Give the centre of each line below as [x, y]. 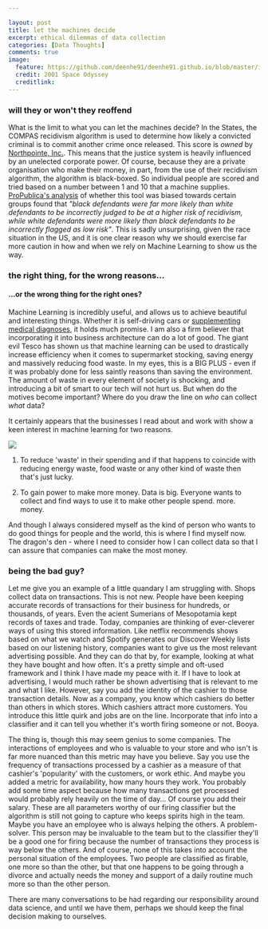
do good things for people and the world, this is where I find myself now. [127, 534]
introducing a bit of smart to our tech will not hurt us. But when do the [123, 389]
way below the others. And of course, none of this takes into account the [128, 850]
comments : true [33, 53]
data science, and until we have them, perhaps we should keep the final [126, 908]
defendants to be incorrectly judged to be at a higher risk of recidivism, [126, 212]
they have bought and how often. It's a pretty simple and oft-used [116, 665]
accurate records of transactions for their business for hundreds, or [119, 605]
